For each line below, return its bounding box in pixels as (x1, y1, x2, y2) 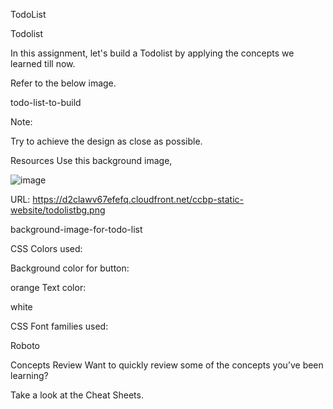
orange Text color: (10, 282, 87, 293)
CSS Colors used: (10, 243, 83, 254)
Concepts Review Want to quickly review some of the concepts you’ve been (10, 359, 324, 371)
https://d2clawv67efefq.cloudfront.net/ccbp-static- (32, 194, 244, 205)
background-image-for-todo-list (10, 224, 143, 235)
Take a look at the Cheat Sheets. (10, 389, 144, 401)
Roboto (10, 340, 41, 351)
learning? (10, 370, 49, 381)
